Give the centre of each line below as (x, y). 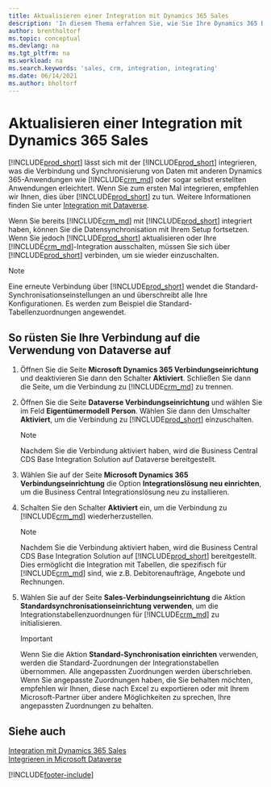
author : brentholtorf (45, 31)
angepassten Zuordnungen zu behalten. (87, 706)
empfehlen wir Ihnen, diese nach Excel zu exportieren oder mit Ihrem (135, 689)
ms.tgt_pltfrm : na (39, 53)
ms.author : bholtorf (43, 83)
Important (36, 639)
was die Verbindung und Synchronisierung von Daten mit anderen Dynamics (135, 171)
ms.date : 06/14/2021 (43, 76)
